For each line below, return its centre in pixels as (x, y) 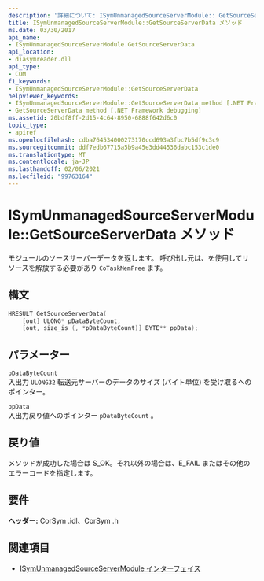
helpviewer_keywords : (44, 96)
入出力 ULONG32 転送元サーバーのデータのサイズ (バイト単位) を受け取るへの (130, 382)
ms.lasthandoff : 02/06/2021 (54, 169)
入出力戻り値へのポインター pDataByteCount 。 (83, 416)
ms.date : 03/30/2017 (42, 30)
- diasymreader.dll (40, 60)
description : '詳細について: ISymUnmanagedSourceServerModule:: (112, 15)
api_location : (31, 52)
